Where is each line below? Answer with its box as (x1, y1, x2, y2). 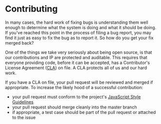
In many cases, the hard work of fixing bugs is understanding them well (5, 19, 148, 25)
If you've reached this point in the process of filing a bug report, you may (5, 30, 152, 35)
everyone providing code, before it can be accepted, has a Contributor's (5, 60, 150, 65)
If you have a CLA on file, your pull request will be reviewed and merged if (5, 79, 153, 85)
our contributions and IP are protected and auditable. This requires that (5, 54, 147, 60)
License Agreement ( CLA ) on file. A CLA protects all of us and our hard (5, 64, 147, 71)
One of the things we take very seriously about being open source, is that (5, 49, 152, 55)
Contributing (5, 3, 58, 15)
